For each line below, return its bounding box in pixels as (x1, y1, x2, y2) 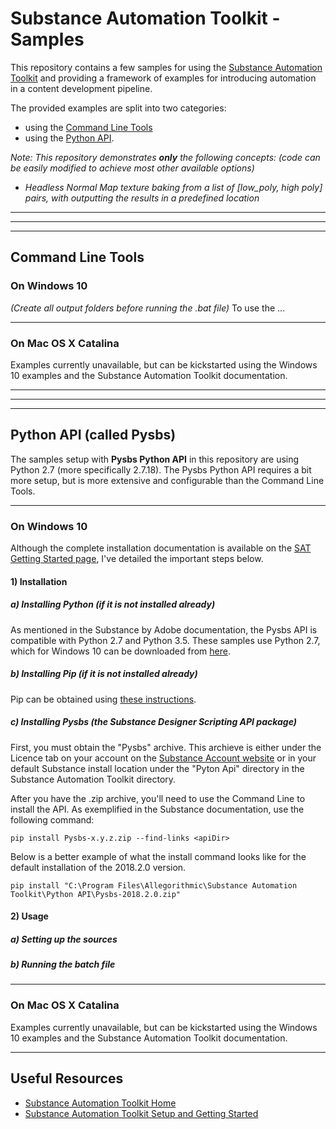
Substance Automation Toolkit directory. (10, 773, 177, 785)
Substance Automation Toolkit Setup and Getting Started (24, 1107, 259, 1119)
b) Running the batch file (10, 958, 116, 971)
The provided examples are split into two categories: (10, 102, 227, 114)
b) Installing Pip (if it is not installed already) (10, 668, 198, 680)
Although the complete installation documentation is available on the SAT (10, 542, 312, 554)
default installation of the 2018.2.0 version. (10, 861, 187, 873)
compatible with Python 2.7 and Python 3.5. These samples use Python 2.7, (10, 634, 321, 646)
